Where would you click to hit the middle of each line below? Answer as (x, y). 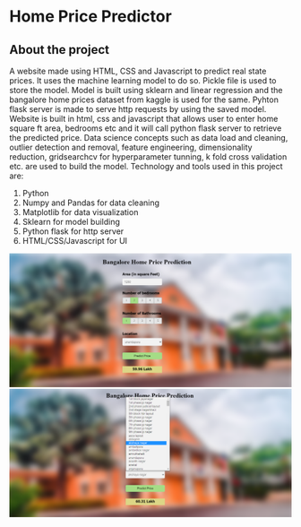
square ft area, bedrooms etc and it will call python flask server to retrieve (146, 128)
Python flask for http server (73, 231)
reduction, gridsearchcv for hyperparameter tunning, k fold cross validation (148, 157)
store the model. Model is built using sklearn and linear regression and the (146, 90)
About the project (60, 50)
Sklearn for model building (71, 222)
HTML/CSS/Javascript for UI (75, 241)
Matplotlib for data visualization (80, 212)
